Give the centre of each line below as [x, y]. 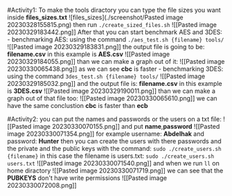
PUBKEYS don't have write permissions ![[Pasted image [87, 178]
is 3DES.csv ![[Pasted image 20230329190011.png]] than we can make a [111, 91]
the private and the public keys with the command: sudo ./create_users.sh [114, 149]
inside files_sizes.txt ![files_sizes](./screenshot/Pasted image [95, 17]
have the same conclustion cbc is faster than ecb [78, 106]
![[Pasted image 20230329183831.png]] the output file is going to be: [106, 47]
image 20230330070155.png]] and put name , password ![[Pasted [126, 126]
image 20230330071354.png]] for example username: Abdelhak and [106, 134]
